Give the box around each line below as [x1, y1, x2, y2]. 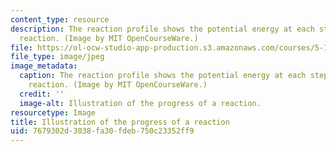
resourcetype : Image [10, 107, 97, 118]
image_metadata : [10, 61, 78, 71]
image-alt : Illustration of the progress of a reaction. [19, 98, 262, 108]
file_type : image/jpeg [10, 52, 105, 62]
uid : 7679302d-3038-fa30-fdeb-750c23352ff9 [10, 126, 195, 136]
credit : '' [19, 89, 65, 99]
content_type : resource [10, 14, 110, 25]
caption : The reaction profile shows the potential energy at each [19, 71, 307, 81]
